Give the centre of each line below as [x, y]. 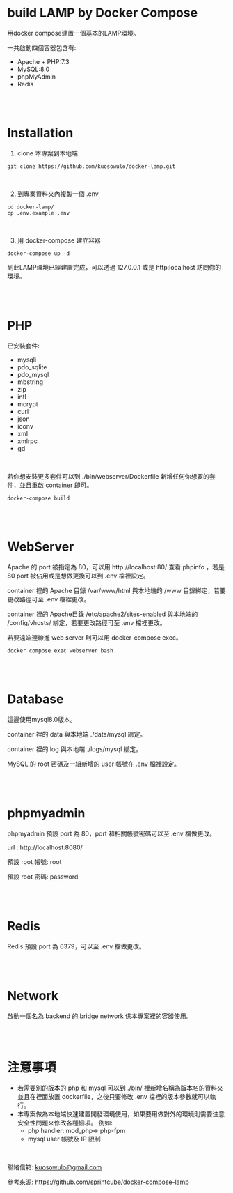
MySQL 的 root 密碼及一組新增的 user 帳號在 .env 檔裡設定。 [94, 764]
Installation [40, 133]
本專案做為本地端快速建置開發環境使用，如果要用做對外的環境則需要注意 [121, 1114]
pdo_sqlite [32, 367]
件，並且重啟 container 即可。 [50, 485]
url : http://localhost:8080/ [45, 847]
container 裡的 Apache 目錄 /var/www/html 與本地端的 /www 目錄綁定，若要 [116, 590]
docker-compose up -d [39, 253]
